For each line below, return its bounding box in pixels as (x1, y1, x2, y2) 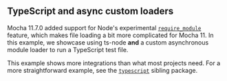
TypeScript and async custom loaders (7, 5, 174, 17)
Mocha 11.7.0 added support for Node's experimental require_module (7, 23, 202, 32)
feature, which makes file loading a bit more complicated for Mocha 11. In (7, 31, 214, 39)
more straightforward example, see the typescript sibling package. (7, 66, 198, 74)
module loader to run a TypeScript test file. (7, 45, 129, 54)
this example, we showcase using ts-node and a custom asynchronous (7, 38, 209, 47)
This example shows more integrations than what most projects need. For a (7, 58, 221, 67)
